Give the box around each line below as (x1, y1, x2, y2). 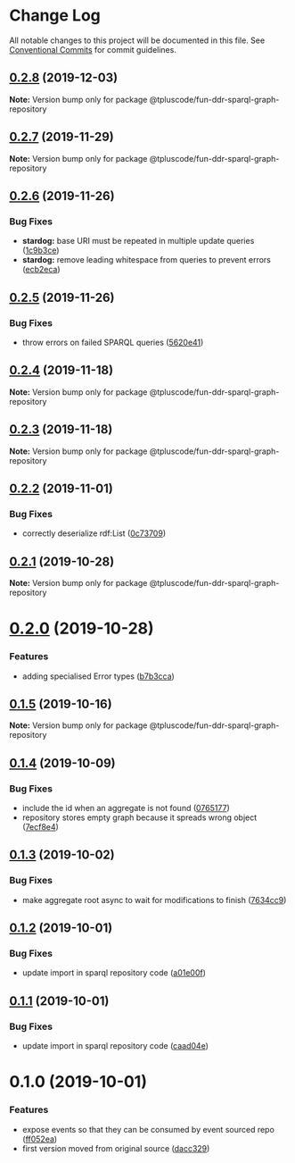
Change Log (9, 5, 101, 26)
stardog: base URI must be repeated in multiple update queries (21, 236, 255, 247)
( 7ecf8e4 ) (21, 822, 60, 833)
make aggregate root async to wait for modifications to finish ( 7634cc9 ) (21, 894, 287, 905)
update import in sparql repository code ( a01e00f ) (21, 967, 207, 978)
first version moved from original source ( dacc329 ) (21, 1142, 210, 1153)
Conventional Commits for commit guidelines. (9, 44, 176, 54)
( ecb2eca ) (21, 264, 61, 275)
